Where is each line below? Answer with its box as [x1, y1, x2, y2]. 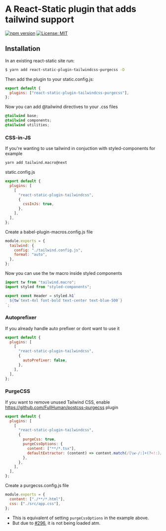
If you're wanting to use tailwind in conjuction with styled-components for [5, 146, 156, 152]
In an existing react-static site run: [5, 58, 75, 64]
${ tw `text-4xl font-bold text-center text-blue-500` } [9, 298, 123, 303]
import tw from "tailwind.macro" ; [5, 280, 77, 285]
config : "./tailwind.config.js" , [14, 248, 83, 253]
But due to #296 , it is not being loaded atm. [12, 520, 101, 526]
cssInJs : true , [23, 201, 54, 207]
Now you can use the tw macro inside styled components [5, 270, 123, 276]
